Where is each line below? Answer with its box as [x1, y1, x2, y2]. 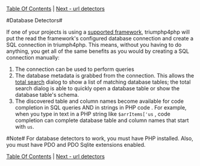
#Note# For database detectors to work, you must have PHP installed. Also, [6, 135, 194, 142]
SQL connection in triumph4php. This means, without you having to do [6, 41, 182, 48]
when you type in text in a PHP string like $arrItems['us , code [14, 111, 170, 117]
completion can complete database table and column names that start [14, 117, 189, 124]
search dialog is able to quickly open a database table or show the [14, 85, 180, 92]
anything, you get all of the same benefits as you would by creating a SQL [6, 48, 190, 55]
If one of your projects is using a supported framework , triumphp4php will [6, 28, 190, 35]
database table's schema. [14, 91, 80, 98]
